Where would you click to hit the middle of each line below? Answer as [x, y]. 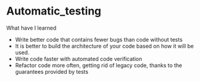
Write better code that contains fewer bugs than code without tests [99, 39]
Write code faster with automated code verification [78, 59]
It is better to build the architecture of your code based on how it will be [104, 46]
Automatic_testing [54, 11]
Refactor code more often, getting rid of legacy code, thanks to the [98, 65]
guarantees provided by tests [52, 71]
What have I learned [31, 28]
